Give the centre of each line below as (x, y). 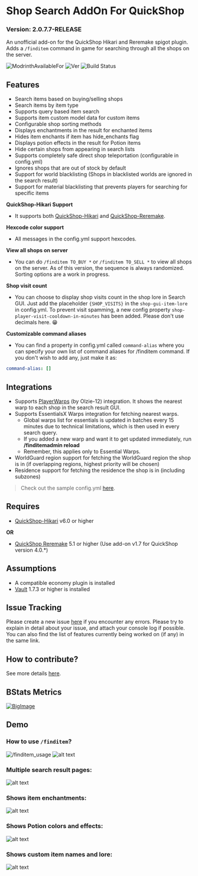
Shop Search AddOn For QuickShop (95, 11)
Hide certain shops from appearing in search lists (74, 149)
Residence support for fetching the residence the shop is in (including (100, 470)
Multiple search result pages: (49, 770)
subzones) (27, 476)
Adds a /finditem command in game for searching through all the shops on (98, 48)
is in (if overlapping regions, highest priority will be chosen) (87, 464)
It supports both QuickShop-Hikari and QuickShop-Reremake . (90, 216)
